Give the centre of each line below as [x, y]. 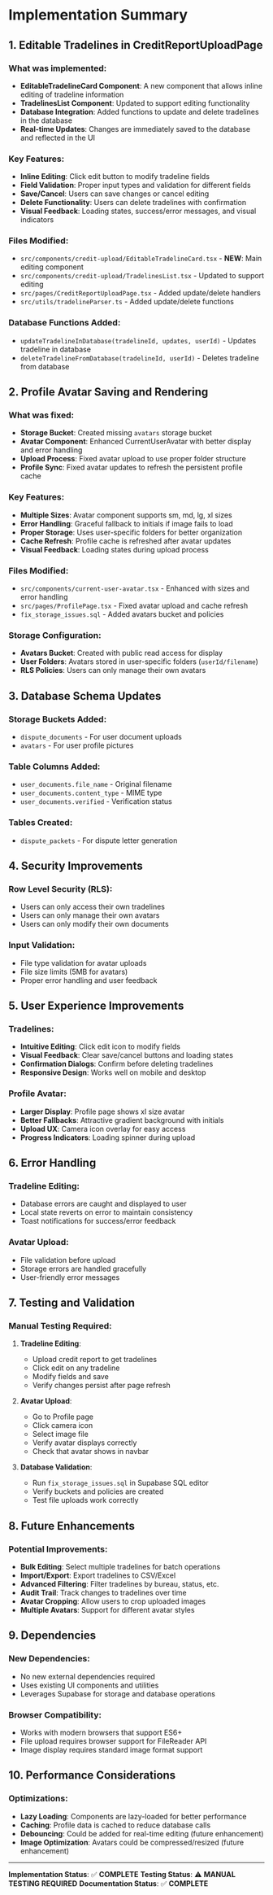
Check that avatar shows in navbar [91, 1452]
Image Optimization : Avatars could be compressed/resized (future [132, 1842]
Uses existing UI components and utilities [89, 1685]
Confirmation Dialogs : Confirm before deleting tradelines [117, 1064]
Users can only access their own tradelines [92, 907]
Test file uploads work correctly [85, 1500]
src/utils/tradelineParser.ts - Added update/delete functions [127, 302]
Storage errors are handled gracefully [83, 1268]
